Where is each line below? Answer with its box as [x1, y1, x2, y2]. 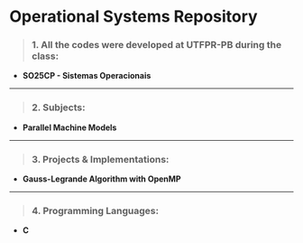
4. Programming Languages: [31, 205, 160, 217]
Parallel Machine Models [22, 122, 117, 133]
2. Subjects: [31, 101, 86, 114]
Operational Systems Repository [9, 6, 259, 27]
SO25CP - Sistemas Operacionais [22, 70, 151, 81]
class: [31, 50, 60, 62]
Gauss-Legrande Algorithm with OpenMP [22, 173, 182, 184]
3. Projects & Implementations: [31, 153, 170, 165]
